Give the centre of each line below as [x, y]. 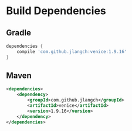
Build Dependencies [56, 11]
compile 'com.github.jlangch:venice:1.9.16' [72, 51]
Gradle [18, 33]
